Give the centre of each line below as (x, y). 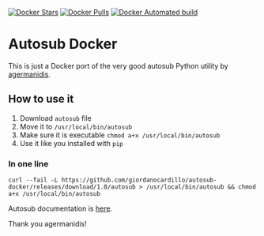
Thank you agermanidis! (47, 224)
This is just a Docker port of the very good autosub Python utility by (119, 66)
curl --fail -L (33, 180)
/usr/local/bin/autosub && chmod (201, 187)
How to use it (41, 99)
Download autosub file (56, 118)
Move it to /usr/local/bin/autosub (76, 126)
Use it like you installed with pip (72, 143)
